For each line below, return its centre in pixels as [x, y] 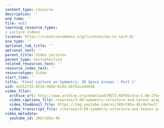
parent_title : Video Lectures [36, 55]
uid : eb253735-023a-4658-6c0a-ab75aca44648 [50, 86]
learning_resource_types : [31, 28]
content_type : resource [29, 9]
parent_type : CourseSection [34, 59]
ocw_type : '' [18, 41]
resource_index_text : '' [30, 69]
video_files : [18, 91]
